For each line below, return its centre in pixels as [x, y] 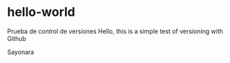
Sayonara [21, 52]
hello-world [41, 12]
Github [17, 38]
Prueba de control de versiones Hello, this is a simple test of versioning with [115, 31]
